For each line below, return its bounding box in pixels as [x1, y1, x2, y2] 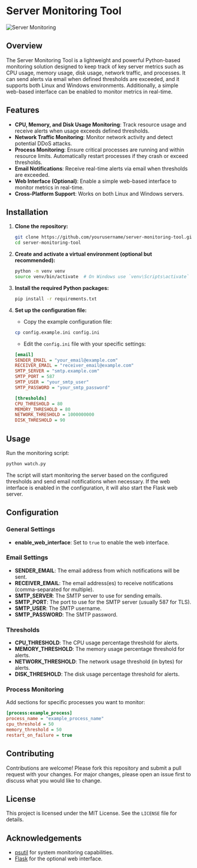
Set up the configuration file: [14, 306, 87, 314]
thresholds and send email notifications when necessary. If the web [6, 477, 170, 485]
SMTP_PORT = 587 [14, 374, 55, 380]
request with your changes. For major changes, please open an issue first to [6, 770, 191, 777]
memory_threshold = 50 [6, 727, 62, 733]
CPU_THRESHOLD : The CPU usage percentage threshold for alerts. [14, 639, 179, 646]
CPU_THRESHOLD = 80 [14, 401, 63, 406]
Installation [6, 207, 48, 217]
